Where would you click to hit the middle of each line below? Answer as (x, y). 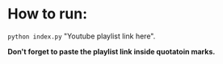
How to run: (48, 14)
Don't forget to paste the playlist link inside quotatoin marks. (111, 51)
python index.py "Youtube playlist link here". (82, 36)
